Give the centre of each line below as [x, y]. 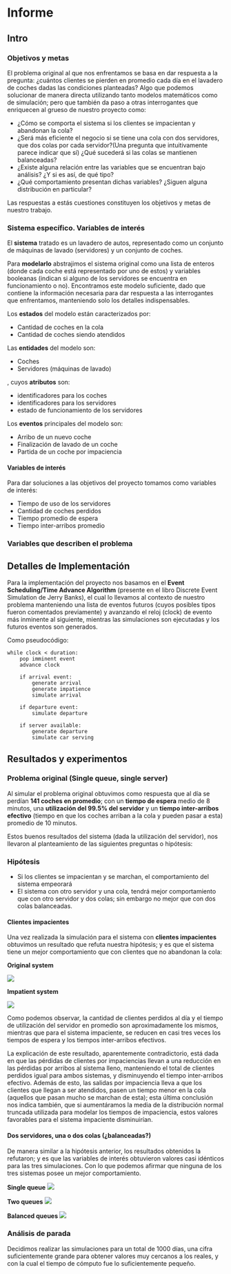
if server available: [50, 726]
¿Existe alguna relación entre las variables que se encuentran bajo [111, 167]
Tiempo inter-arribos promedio [61, 526]
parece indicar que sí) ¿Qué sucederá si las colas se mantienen [107, 152]
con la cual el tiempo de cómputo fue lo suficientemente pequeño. [101, 1263]
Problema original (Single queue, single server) [88, 778]
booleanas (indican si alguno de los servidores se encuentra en [97, 279]
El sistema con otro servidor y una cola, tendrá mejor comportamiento [117, 892]
